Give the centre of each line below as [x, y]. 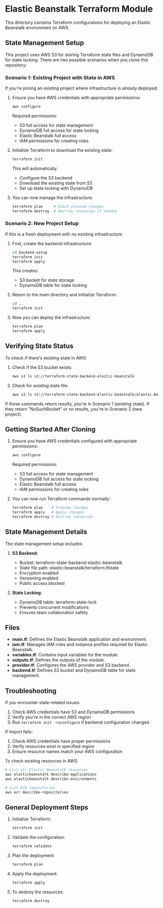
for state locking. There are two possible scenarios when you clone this [77, 60]
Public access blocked [42, 583]
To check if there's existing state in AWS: [46, 358]
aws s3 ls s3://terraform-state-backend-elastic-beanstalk [73, 376]
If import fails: [19, 732]
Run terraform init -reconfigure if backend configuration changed [81, 722]
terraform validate [32, 846]
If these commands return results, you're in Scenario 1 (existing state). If [77, 404]
